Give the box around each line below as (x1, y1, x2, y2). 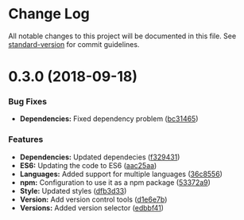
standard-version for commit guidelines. (8, 39, 140, 49)
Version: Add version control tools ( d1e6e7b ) (19, 194, 168, 204)
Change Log (8, 5, 90, 23)
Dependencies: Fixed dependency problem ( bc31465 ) (19, 114, 199, 124)
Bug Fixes (8, 96, 48, 108)
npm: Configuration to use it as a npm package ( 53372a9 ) (19, 177, 211, 187)
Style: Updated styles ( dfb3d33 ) (19, 186, 127, 195)
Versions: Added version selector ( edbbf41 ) (19, 202, 165, 212)
